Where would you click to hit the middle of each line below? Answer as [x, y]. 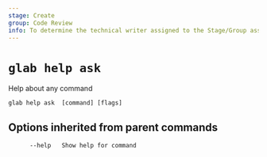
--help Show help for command [83, 146]
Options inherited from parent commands [113, 127]
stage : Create [32, 15]
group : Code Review [41, 23]
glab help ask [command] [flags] [66, 103]
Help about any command [50, 89]
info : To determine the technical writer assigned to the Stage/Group [128, 30]
